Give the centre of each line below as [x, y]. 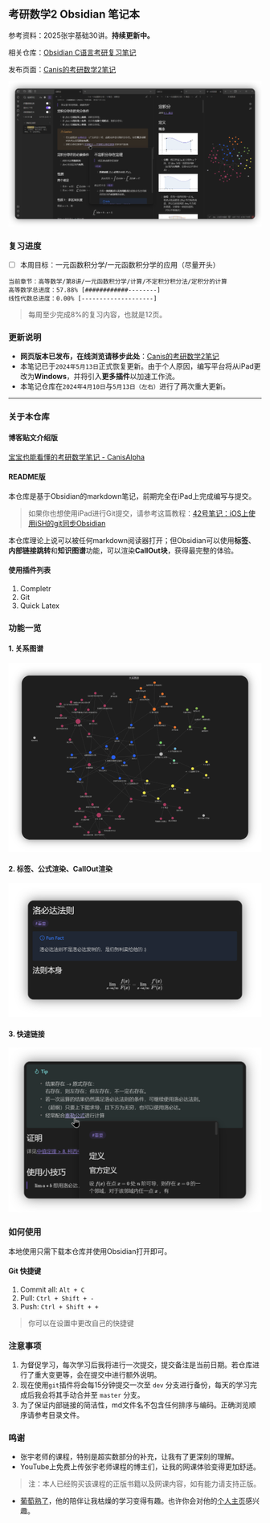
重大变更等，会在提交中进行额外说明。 [98, 1375]
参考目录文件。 [59, 1415]
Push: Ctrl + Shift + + [59, 1306]
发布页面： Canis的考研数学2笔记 [62, 69]
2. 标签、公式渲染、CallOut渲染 [61, 869]
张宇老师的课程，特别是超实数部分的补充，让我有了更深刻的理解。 [129, 1457]
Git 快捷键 [25, 1271]
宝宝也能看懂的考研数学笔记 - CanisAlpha [77, 457]
